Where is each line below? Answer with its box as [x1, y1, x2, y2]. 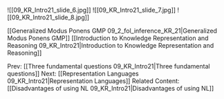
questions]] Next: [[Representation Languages [7, 69, 140, 78]
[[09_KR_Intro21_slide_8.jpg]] [7, 13, 90, 21]
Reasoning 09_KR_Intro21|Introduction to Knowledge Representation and [7, 42, 214, 49]
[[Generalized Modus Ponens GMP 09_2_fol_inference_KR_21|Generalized [7, 27, 218, 35]
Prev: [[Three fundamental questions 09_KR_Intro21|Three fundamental [7, 62, 210, 70]
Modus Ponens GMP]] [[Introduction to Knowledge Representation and [7, 34, 209, 42]
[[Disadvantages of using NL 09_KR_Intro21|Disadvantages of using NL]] [7, 84, 214, 92]
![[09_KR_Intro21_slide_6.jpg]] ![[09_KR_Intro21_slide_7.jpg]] [7, 6, 176, 14]
